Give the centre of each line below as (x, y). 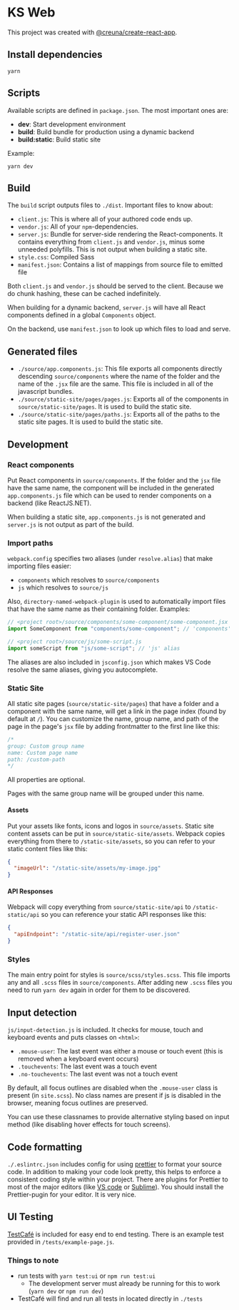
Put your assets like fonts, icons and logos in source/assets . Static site (111, 825)
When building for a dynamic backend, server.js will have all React (106, 307)
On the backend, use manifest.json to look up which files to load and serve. (119, 329)
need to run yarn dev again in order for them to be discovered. (99, 990)
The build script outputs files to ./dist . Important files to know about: (110, 205)
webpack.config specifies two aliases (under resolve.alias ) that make (110, 559)
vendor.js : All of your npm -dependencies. (78, 227)
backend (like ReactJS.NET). (49, 503)
